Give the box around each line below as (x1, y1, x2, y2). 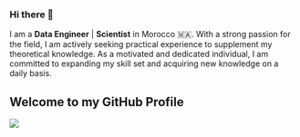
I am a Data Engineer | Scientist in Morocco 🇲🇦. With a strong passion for (9, 29, 291, 40)
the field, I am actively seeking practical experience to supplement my (9, 39, 273, 50)
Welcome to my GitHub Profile (9, 94, 184, 110)
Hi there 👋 (9, 8, 55, 21)
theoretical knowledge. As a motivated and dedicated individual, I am (9, 49, 269, 60)
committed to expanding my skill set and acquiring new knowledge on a (9, 58, 279, 69)
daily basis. (9, 68, 52, 79)
